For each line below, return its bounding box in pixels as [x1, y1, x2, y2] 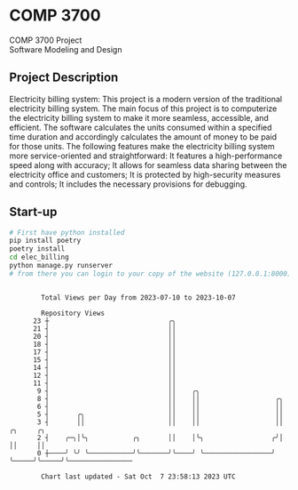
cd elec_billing [9, 253, 69, 262]
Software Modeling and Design [9, 44, 122, 54]
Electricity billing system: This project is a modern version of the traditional [9, 93, 282, 104]
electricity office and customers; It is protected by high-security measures [9, 169, 281, 180]
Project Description [9, 70, 119, 85]
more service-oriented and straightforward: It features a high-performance [9, 150, 283, 161]
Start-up [9, 205, 58, 220]
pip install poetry [9, 237, 82, 245]
